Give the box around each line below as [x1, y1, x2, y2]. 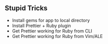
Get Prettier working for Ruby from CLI [12, 27, 92, 34]
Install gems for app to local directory [12, 17, 90, 23]
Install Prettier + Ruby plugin [12, 22, 71, 28]
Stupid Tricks [5, 4, 48, 12]
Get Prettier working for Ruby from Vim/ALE [12, 33, 103, 39]
